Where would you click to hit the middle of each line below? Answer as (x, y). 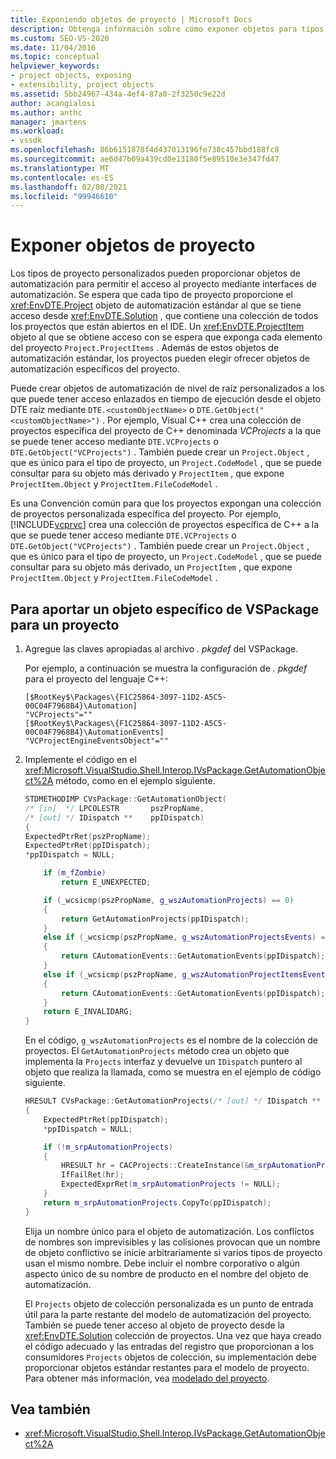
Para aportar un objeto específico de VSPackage (165, 609)
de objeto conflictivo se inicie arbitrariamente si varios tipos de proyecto (173, 1252)
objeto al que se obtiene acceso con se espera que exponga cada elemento (166, 337)
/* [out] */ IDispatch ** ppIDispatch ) (114, 817)
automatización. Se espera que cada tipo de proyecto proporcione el (151, 295)
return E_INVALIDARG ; (88, 1012)
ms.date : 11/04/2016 (53, 47)
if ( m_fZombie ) (75, 873)
